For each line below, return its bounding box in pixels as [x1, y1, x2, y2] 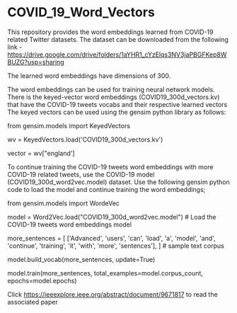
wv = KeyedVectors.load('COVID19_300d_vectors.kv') [7, 135, 163, 144]
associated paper [7, 297, 58, 306]
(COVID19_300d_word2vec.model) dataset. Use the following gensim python [7, 178, 230, 186]
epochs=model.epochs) [7, 276, 77, 285]
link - [7, 42, 23, 51]
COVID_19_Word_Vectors [7, 4, 156, 21]
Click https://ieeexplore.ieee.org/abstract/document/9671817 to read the [7, 290, 218, 298]
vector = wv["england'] [7, 149, 76, 157]
